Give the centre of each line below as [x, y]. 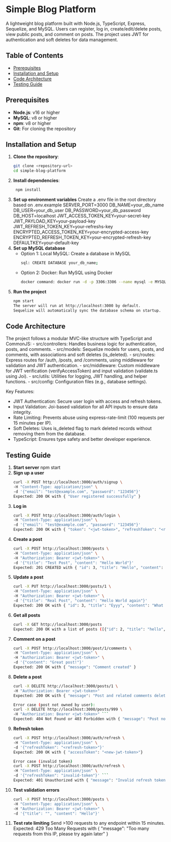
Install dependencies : [36, 181]
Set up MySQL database [39, 248]
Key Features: [20, 392]
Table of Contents [35, 56]
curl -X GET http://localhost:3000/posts [58, 624]
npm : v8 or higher [32, 123]
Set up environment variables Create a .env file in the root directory [84, 200]
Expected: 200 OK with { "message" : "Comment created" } [75, 667]
